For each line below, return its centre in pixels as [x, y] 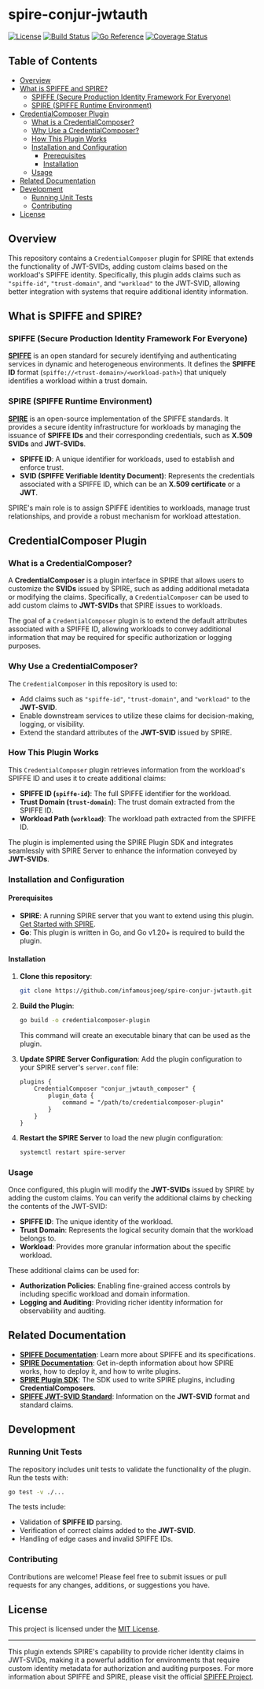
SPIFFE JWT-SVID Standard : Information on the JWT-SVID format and [134, 1396]
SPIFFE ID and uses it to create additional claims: [87, 778]
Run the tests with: [38, 1477]
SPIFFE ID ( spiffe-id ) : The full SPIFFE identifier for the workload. [125, 793]
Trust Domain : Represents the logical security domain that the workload [136, 1230]
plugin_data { [71, 1096]
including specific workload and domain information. [104, 1294]
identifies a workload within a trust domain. [78, 381]
